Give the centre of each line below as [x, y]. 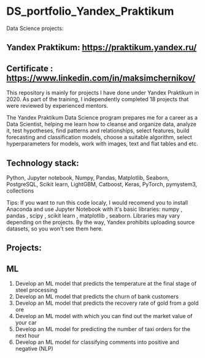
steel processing [36, 290]
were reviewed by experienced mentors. [57, 106]
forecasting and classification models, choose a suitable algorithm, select [99, 137]
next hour [27, 336]
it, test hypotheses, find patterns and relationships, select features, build [98, 131]
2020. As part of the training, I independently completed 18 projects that [98, 99]
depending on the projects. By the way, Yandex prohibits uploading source [101, 222]
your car [26, 322]
